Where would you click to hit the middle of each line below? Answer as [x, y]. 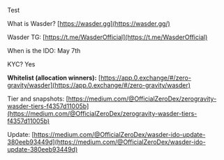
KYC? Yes [21, 64]
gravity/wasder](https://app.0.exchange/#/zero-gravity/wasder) [99, 85]
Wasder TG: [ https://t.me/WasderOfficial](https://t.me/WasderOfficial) [107, 37]
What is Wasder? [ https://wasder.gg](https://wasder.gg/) [89, 23]
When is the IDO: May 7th [44, 51]
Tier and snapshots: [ [38, 99]
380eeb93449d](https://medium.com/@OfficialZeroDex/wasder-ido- [106, 142]
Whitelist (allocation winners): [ [54, 78]
